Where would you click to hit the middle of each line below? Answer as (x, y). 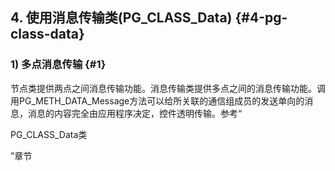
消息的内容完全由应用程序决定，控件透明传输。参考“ (135, 113)
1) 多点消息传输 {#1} (58, 65)
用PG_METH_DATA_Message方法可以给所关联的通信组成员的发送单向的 (157, 100)
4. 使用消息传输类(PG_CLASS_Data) (121, 18)
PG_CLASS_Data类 (49, 134)
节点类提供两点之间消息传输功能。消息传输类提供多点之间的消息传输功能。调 (168, 88)
